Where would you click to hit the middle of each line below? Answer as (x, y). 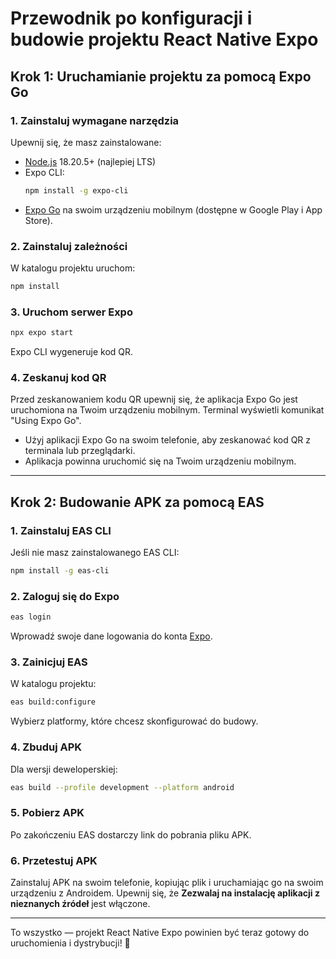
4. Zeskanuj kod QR (58, 378)
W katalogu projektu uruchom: (73, 268)
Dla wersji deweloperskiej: (64, 769)
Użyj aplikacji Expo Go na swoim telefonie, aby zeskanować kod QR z (168, 440)
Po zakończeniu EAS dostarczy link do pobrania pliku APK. (131, 834)
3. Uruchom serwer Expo (71, 312)
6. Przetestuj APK (54, 860)
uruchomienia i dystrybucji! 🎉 (70, 943)
